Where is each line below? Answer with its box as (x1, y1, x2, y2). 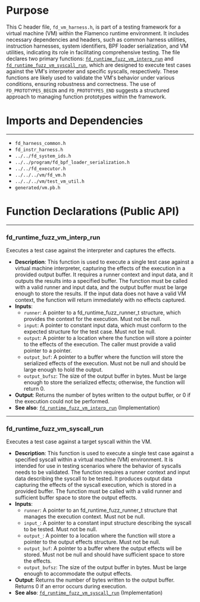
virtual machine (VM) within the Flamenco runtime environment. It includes (6, 29, 189, 36)
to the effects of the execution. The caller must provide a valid (23, 341, 177, 348)
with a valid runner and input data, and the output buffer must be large (14, 284, 187, 291)
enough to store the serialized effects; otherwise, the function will (23, 379, 185, 386)
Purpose (6, 4, 49, 17)
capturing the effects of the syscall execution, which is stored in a (14, 481, 177, 489)
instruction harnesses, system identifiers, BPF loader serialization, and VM (6, 42, 189, 50)
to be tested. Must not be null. (23, 526, 98, 533)
